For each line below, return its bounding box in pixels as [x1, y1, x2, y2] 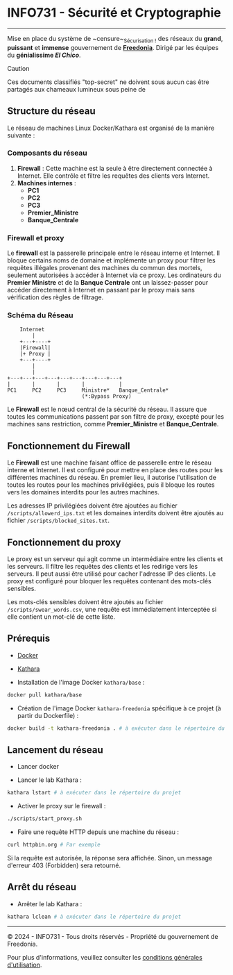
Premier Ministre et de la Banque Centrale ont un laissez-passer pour [7, 278, 209, 287]
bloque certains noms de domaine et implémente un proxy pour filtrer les [7, 256, 216, 265]
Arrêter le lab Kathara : [17, 899, 83, 908]
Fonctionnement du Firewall [7, 440, 130, 452]
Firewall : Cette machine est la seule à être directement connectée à [17, 164, 213, 172]
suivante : [7, 131, 35, 140]
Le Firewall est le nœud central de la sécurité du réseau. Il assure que [7, 405, 207, 414]
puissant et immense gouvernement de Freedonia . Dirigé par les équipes [7, 43, 219, 51]
